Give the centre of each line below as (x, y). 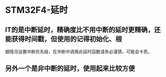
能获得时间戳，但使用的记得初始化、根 (63, 39)
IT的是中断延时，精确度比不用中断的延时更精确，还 (83, 30)
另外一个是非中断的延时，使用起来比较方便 (70, 68)
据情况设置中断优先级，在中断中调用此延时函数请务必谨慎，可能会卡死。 (79, 51)
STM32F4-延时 (37, 10)
